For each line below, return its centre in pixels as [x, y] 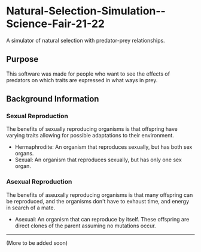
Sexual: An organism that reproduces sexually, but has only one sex [98, 160]
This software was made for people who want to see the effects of [88, 74]
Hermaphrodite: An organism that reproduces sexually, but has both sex [103, 147]
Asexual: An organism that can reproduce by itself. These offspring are [102, 219]
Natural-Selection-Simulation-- [86, 11]
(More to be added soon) [37, 243]
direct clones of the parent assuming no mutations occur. [86, 226]
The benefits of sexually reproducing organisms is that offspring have [92, 129]
